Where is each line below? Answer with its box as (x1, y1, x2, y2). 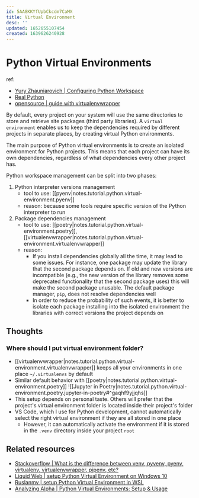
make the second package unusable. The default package (32, 284, 175, 291)
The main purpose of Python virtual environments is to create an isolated (6, 142, 184, 149)
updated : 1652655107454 (6, 25, 65, 31)
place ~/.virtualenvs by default (14, 370, 94, 377)
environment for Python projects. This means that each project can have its (6, 148, 190, 155)
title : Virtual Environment (6, 14, 76, 20)
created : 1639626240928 (6, 31, 65, 37)
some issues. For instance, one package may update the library (32, 259, 188, 266)
